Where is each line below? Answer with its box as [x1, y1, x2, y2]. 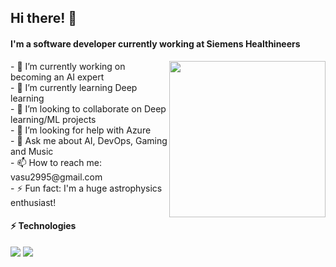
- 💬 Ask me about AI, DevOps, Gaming [10, 134, 168, 146]
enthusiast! [10, 196, 57, 208]
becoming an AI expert [10, 71, 105, 83]
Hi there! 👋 [10, 10, 78, 27]
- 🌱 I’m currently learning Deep [10, 81, 138, 93]
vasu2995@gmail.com [10, 171, 103, 183]
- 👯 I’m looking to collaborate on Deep [10, 102, 167, 115]
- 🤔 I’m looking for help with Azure [10, 124, 152, 136]
